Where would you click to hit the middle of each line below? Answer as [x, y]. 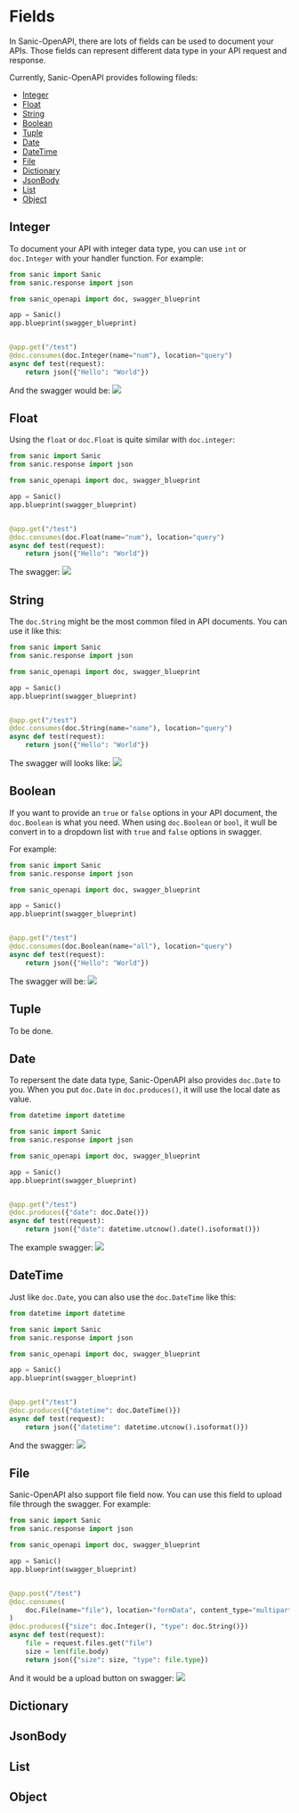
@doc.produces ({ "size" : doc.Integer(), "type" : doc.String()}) [129, 1626]
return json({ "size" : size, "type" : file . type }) [117, 1659]
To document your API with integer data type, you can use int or [128, 248]
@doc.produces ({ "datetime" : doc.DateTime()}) [95, 1410]
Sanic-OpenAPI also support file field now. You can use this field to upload [145, 1495]
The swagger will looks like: [60, 763]
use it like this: [36, 631]
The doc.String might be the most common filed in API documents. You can [148, 621]
